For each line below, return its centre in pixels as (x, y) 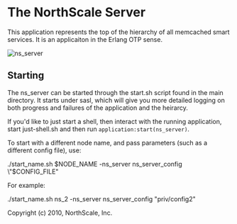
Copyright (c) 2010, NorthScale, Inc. (60, 213)
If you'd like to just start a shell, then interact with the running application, (115, 121)
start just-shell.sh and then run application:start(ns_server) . (99, 129)
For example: (27, 185)
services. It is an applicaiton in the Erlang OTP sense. (85, 39)
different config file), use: (44, 150)
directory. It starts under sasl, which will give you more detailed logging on (116, 100)
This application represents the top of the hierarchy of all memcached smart (118, 32)
